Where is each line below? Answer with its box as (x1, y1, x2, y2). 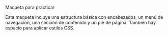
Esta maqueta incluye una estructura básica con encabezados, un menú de (5, 14, 163, 20)
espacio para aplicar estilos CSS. (5, 25, 75, 31)
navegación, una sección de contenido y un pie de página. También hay (5, 20, 156, 25)
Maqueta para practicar (5, 5, 55, 10)
